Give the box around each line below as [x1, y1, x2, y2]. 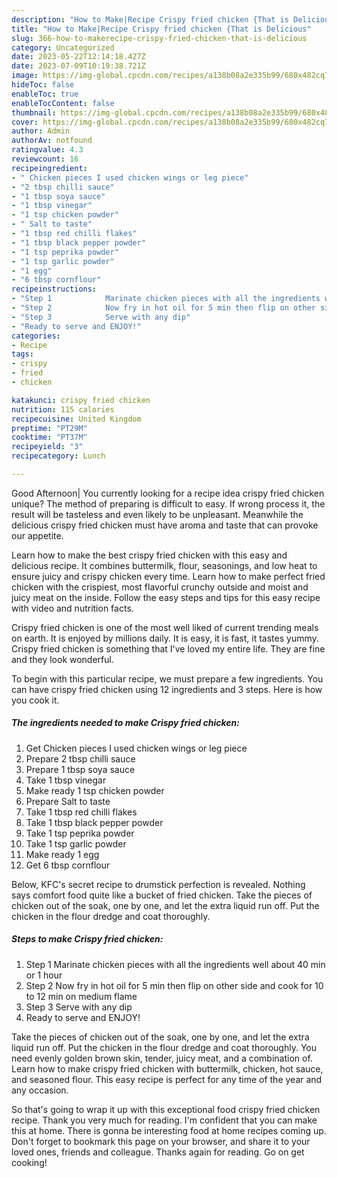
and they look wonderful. [11, 653, 114, 665]
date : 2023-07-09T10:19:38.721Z [11, 61, 146, 71]
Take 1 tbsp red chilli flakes [25, 806, 138, 818]
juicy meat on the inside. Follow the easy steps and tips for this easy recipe [11, 591, 321, 603]
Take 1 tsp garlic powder [25, 837, 127, 850]
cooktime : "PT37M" [11, 432, 88, 443]
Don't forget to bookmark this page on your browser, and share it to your [11, 1135, 311, 1147]
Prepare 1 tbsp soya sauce [25, 763, 136, 775]
